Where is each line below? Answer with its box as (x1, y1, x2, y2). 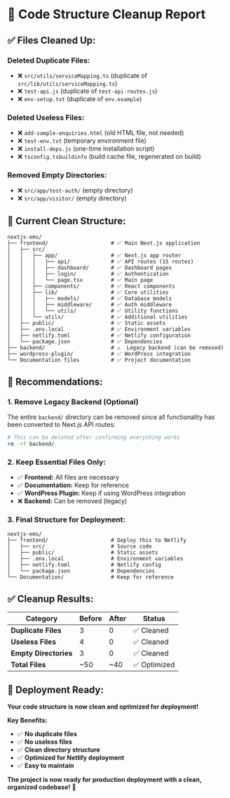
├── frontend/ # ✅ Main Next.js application (7, 240, 201, 247)
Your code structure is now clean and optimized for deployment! (7, 702, 198, 711)
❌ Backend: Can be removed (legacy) (17, 497, 128, 506)
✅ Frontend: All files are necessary (17, 473, 120, 482)
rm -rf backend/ (7, 440, 55, 447)
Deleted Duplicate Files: (7, 56, 90, 65)
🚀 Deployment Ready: (7, 683, 104, 695)
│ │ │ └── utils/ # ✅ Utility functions (7, 307, 179, 315)
